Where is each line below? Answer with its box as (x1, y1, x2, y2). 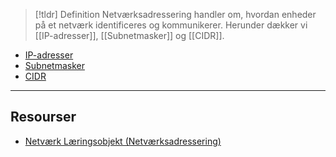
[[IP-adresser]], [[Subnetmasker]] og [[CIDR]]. (34, 30, 225, 41)
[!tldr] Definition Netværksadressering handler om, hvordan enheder (34, 9, 317, 20)
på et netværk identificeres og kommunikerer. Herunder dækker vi (34, 19, 308, 31)
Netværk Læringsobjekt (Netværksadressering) (24, 135, 222, 147)
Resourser (10, 109, 77, 126)
